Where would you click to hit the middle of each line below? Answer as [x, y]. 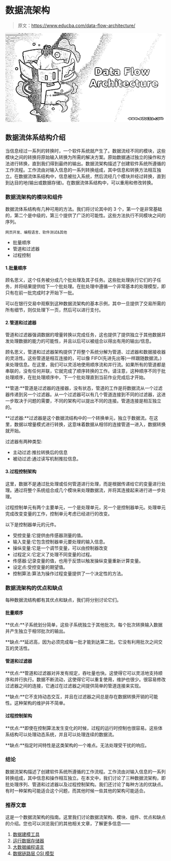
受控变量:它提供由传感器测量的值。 [49, 535]
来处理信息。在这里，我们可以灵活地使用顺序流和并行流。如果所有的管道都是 [85, 365]
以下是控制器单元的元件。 [32, 524]
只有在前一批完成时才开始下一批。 [41, 293]
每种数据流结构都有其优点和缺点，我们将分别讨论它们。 [63, 600]
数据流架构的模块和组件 [34, 197]
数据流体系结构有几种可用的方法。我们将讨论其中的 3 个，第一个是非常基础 [84, 209]
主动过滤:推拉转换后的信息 [40, 452]
